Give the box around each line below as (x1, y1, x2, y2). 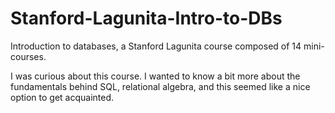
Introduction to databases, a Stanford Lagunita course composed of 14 (10, 40, 302, 52)
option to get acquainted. (10, 91, 115, 103)
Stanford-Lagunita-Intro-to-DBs (10, 7, 283, 30)
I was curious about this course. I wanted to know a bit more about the (10, 70, 301, 82)
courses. (10, 50, 47, 62)
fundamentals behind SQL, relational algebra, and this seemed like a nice (10, 80, 311, 92)
